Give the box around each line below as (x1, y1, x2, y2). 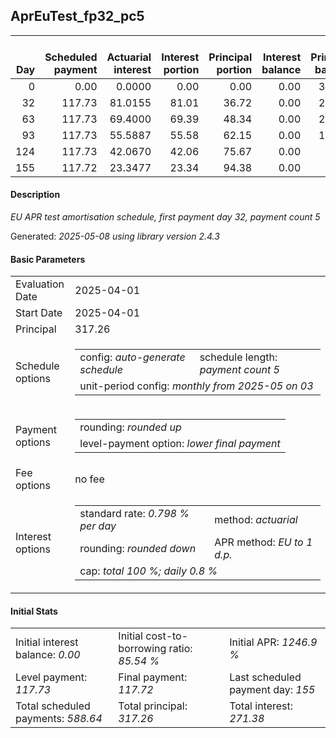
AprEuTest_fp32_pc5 (10, 8, 145, 25)
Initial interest (15, 635, 79, 649)
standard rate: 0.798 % (79, 507, 190, 521)
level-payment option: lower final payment (79, 437, 281, 451)
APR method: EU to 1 (214, 535, 313, 549)
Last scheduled (229, 670, 302, 684)
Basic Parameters (10, 253, 86, 265)
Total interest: (229, 699, 294, 713)
